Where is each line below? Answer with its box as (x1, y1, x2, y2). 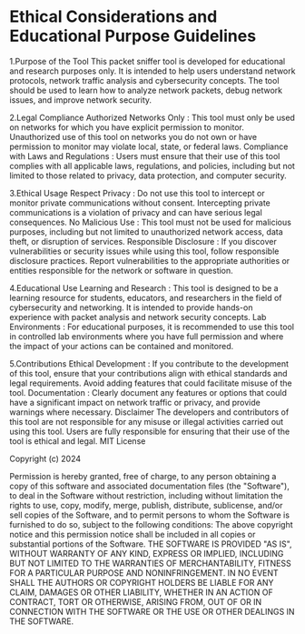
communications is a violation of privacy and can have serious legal (9, 206, 263, 217)
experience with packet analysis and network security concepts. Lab (9, 311, 267, 322)
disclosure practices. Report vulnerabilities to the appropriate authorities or (9, 255, 290, 266)
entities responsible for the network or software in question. (9, 265, 233, 276)
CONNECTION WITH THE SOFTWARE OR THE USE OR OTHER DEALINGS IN (9, 606, 295, 617)
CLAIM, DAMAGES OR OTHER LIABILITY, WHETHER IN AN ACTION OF (9, 587, 274, 598)
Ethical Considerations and (9, 6, 218, 27)
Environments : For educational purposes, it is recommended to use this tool (9, 321, 295, 332)
